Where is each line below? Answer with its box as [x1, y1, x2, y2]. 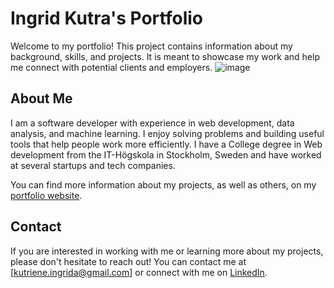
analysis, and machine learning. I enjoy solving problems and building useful [10, 127, 325, 139]
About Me [10, 90, 73, 107]
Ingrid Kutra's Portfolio [10, 7, 203, 30]
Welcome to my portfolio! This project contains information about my [10, 40, 293, 52]
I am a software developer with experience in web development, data [10, 117, 295, 129]
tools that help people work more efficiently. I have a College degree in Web [10, 138, 323, 150]
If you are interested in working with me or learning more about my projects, [10, 245, 324, 257]
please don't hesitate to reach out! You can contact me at [10, 255, 247, 267]
